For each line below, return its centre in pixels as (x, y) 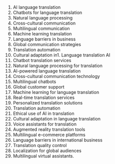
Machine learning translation (42, 34)
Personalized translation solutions (48, 103)
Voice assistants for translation (45, 124)
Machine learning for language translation (56, 92)
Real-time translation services (43, 97)
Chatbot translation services (42, 60)
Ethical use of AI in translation (43, 113)
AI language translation (37, 7)
